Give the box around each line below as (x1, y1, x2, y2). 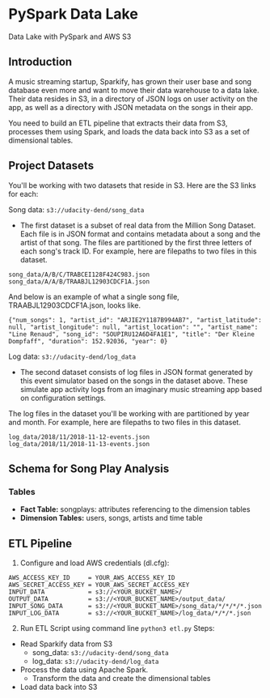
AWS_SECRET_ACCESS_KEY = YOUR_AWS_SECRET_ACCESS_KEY (8, 581, 190, 589)
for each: (8, 189, 39, 198)
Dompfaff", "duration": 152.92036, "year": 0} (8, 337, 168, 345)
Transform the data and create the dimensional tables (32, 674, 211, 683)
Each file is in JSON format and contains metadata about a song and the (19, 228, 261, 239)
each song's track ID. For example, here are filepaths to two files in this (19, 246, 257, 256)
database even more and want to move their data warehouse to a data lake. (8, 85, 259, 95)
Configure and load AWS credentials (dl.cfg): (19, 558, 170, 568)
